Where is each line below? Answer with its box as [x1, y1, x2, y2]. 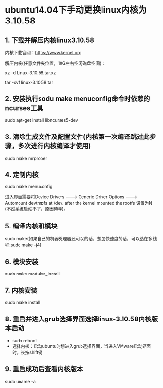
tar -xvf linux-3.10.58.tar [5, 79, 54, 85]
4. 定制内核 [5, 171, 39, 179]
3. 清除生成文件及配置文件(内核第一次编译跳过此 [5, 133, 150, 141]
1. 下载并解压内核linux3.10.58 [5, 36, 94, 44]
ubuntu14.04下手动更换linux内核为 [5, 4, 147, 16]
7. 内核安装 [5, 286, 38, 295]
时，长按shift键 [12, 349, 43, 355]
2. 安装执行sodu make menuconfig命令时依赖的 [5, 95, 150, 103]
